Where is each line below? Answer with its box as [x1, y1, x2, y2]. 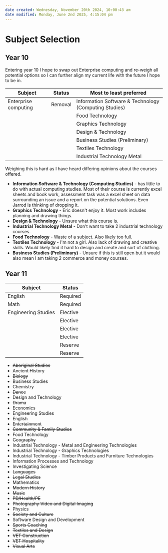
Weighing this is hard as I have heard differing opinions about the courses [5, 166, 157, 172]
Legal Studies [12, 474, 41, 480]
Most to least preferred [89, 89, 146, 96]
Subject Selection [5, 34, 80, 45]
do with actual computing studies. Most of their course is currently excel [12, 186, 162, 192]
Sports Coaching [12, 522, 47, 528]
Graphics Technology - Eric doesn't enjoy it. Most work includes [12, 207, 146, 213]
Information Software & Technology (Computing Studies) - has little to [12, 181, 160, 187]
